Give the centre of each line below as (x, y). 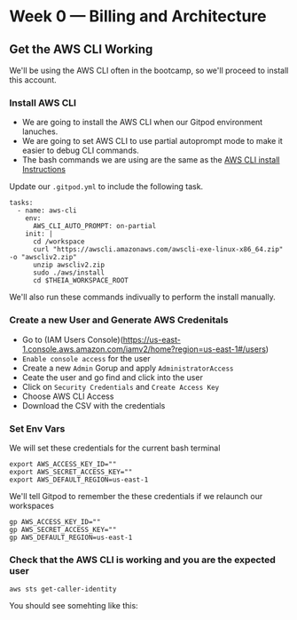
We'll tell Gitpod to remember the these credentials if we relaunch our (136, 496)
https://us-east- (152, 339)
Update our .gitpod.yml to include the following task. (106, 187)
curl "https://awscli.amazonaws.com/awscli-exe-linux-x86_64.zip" (158, 250)
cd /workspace (59, 242)
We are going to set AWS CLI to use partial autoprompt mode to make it (152, 141)
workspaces (32, 505)
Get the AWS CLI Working (81, 49)
